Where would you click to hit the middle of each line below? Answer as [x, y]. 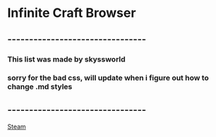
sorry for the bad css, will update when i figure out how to [108, 78]
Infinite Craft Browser [72, 13]
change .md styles [40, 87]
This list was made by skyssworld [66, 59]
